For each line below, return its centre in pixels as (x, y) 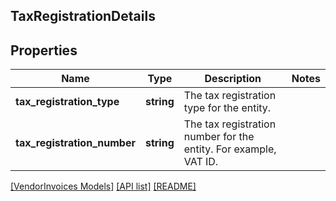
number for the (219, 137)
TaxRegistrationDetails (83, 16)
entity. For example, (230, 149)
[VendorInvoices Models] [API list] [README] (103, 186)
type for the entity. (227, 108)
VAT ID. (201, 162)
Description (233, 79)
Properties (44, 50)
